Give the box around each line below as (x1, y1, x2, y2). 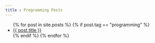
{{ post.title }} (12, 27, 42, 33)
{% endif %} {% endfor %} (12, 32, 70, 38)
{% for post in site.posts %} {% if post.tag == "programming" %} (12, 21, 150, 28)
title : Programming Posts (5, 7, 63, 13)
